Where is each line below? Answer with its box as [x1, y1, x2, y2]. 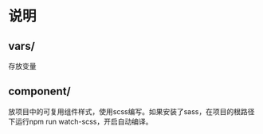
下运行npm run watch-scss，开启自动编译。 [8, 117, 153, 126]
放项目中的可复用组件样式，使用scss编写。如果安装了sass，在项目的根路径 [8, 106, 255, 116]
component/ [8, 85, 72, 98]
